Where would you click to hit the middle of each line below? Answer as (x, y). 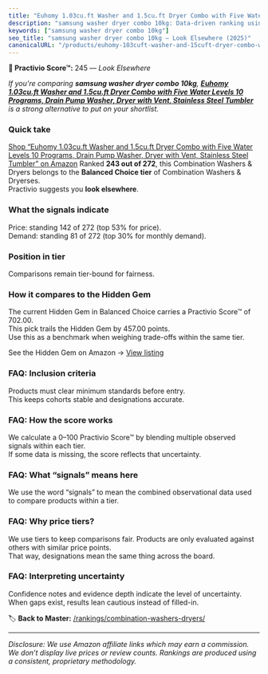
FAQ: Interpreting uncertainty (67, 577)
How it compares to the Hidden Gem (80, 294)
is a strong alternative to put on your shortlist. (84, 109)
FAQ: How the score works (61, 420)
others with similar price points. (60, 547)
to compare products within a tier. (64, 501)
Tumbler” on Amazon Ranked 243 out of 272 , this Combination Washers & (130, 164)
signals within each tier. (47, 445)
